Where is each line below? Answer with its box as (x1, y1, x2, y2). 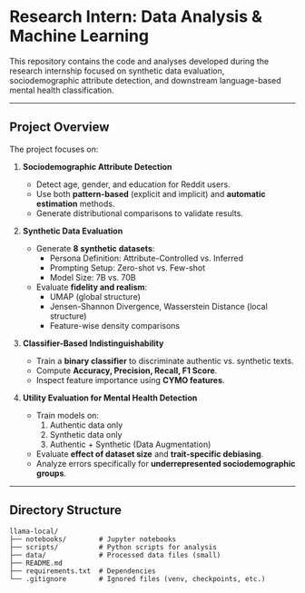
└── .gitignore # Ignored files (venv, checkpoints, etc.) (9, 574, 266, 583)
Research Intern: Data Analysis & (9, 6, 263, 27)
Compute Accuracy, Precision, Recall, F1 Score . (35, 365, 218, 376)
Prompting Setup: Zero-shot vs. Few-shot (49, 262, 206, 273)
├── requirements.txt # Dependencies (9, 566, 156, 576)
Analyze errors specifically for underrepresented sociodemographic (35, 458, 296, 469)
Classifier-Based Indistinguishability (22, 338, 164, 349)
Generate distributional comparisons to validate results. (35, 207, 243, 219)
